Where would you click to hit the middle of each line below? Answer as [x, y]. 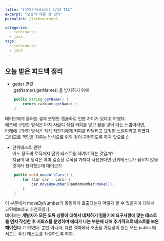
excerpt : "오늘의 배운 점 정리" [34, 14]
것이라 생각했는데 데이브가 [37, 166]
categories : [17, 27]
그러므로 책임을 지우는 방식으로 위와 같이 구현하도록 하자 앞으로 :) [67, 137]
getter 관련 [23, 84]
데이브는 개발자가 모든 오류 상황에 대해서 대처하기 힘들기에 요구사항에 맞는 [75, 216]
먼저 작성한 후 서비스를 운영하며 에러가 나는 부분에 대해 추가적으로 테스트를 [80, 221]
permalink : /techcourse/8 [31, 19]
